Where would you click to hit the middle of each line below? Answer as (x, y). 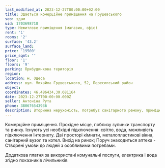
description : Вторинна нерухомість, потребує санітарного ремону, (74, 111)
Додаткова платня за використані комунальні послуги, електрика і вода (81, 155)
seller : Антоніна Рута (28, 101)
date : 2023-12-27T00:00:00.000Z (38, 97)
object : (13, 87)
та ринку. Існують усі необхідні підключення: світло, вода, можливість (79, 130)
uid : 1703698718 (22, 23)
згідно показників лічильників (36, 160)
